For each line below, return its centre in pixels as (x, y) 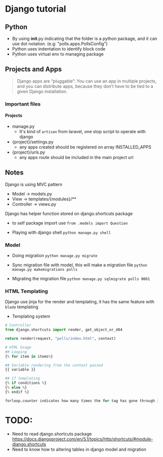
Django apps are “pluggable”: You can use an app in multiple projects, (87, 81)
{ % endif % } (17, 392)
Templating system (31, 316)
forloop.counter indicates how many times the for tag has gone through (80, 401)
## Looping (16, 352)
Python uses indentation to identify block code (59, 49)
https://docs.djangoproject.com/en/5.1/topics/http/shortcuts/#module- (82, 439)
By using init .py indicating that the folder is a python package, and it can (85, 38)
